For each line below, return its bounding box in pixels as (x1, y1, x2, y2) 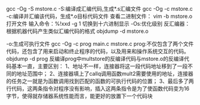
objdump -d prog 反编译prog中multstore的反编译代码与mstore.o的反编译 (6, 55, 184, 62)
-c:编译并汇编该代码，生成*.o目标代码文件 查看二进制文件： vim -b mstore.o (6, 13, 193, 20)
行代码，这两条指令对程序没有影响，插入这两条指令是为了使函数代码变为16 (6, 85, 190, 92)
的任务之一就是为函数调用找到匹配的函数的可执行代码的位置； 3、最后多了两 (6, 78, 194, 85)
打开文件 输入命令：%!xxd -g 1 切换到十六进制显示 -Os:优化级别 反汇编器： (6, 20, 190, 27)
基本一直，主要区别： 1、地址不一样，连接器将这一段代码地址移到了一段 (11, 63, 188, 70)
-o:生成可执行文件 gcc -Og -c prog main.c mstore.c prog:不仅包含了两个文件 (6, 41, 194, 47)
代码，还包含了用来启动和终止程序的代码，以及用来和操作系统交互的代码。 (6, 48, 189, 55)
